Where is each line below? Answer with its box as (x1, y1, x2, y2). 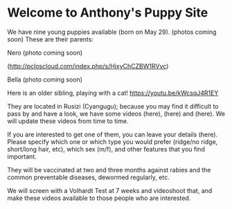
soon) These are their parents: (7, 35, 93, 43)
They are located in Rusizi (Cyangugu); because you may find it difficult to (7, 102, 219, 110)
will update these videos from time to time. (7, 116, 129, 125)
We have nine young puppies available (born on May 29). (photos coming (7, 28, 217, 36)
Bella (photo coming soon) (7, 75, 83, 84)
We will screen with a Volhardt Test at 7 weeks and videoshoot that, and (7, 186, 213, 194)
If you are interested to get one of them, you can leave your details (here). (7, 130, 218, 138)
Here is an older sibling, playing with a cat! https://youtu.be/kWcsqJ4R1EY (7, 89, 219, 97)
